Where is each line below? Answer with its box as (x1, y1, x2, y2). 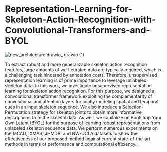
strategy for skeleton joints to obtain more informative (31, 109, 142, 115)
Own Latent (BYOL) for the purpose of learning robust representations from (5, 120, 160, 126)
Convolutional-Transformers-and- (5, 25, 151, 36)
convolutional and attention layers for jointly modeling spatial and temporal (5, 98, 159, 104)
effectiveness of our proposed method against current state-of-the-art (5, 136, 151, 142)
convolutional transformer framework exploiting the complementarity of (5, 93, 152, 99)
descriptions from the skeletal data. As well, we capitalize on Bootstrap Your (5, 114, 162, 120)
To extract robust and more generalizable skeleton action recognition (5, 61, 147, 67)
